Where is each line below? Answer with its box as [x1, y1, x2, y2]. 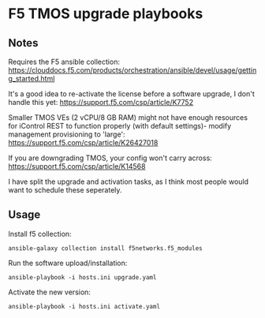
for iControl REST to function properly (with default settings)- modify [8, 122, 232, 130]
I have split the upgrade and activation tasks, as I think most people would [8, 177, 249, 186]
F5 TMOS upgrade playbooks [8, 5, 203, 23]
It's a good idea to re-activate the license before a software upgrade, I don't [8, 89, 255, 99]
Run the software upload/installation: [8, 258, 128, 267]
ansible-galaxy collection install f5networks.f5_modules [8, 244, 203, 253]
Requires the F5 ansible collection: [8, 57, 121, 66]
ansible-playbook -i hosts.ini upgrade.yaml [8, 273, 157, 281]
